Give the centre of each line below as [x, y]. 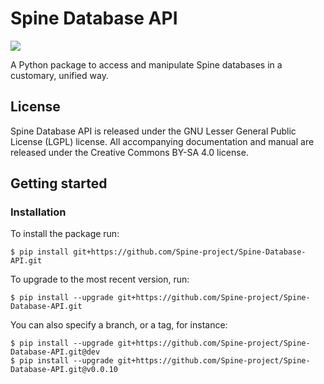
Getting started [59, 183]
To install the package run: [65, 234]
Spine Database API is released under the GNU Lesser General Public [153, 131]
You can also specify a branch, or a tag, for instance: [119, 325]
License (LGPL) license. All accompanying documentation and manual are [162, 141]
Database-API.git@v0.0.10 [64, 370]
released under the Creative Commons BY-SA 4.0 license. [129, 152]
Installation [38, 212]
